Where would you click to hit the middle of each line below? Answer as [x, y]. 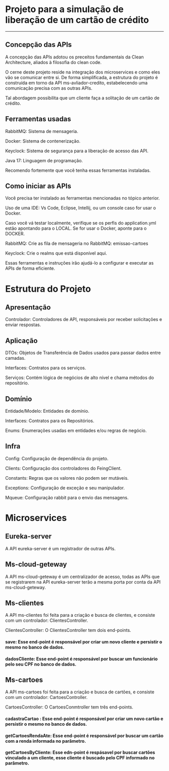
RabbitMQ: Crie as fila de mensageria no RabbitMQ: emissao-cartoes [77, 243]
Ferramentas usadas [38, 119]
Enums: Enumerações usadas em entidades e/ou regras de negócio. [76, 430]
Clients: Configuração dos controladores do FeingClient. [63, 468]
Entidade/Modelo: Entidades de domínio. [47, 411]
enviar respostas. [23, 325]
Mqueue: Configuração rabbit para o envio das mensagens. [67, 497]
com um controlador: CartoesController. [47, 697]
